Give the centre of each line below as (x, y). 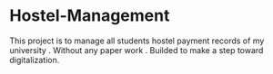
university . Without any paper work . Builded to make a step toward (136, 50)
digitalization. (35, 60)
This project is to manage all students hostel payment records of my (137, 41)
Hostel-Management (90, 16)
